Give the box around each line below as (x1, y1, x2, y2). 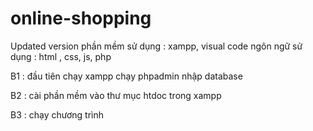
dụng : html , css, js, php (10, 50, 112, 62)
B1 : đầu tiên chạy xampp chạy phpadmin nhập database (10, 70, 243, 82)
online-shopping (10, 7, 152, 30)
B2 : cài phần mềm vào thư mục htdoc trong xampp (10, 89, 222, 101)
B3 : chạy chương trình (10, 108, 105, 121)
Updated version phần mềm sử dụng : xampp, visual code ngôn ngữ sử (10, 40, 303, 52)
